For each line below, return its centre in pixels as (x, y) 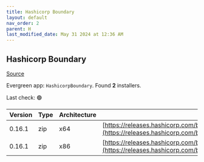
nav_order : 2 (23, 23)
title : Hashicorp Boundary (40, 12)
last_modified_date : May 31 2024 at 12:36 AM (65, 35)
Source (15, 73)
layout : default (27, 18)
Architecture (78, 115)
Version (21, 115)
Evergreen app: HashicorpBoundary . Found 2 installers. (74, 85)
